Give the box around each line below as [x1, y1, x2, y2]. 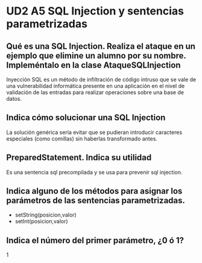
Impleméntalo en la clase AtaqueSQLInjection [6, 60, 181, 70]
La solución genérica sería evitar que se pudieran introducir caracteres [6, 128, 183, 136]
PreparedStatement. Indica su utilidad [6, 153, 152, 163]
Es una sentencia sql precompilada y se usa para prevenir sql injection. [6, 168, 183, 176]
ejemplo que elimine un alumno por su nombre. [6, 50, 186, 61]
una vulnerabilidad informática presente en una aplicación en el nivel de [6, 83, 185, 89]
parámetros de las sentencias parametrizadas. [6, 195, 186, 206]
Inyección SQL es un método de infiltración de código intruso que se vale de [6, 76, 197, 83]
